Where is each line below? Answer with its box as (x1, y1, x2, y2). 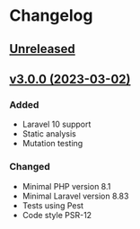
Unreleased (9, 41, 76, 57)
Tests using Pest (22, 199, 83, 211)
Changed (9, 161, 51, 173)
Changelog (9, 5, 93, 26)
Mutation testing (22, 138, 83, 149)
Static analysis (22, 128, 76, 139)
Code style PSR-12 (22, 209, 92, 220)
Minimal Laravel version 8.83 (22, 190, 129, 201)
